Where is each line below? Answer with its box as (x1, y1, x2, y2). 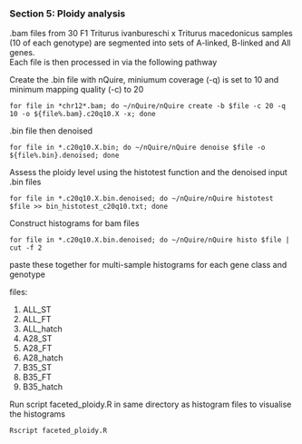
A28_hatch (22, 352, 63, 363)
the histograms (9, 409, 66, 419)
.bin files (9, 176, 42, 188)
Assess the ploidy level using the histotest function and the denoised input (9, 167, 287, 178)
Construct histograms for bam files (9, 218, 140, 229)
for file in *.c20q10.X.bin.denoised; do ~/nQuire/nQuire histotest (9, 194, 274, 203)
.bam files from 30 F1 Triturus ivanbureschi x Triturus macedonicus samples (9, 28, 293, 39)
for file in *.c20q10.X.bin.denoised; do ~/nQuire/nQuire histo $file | (9, 235, 290, 245)
